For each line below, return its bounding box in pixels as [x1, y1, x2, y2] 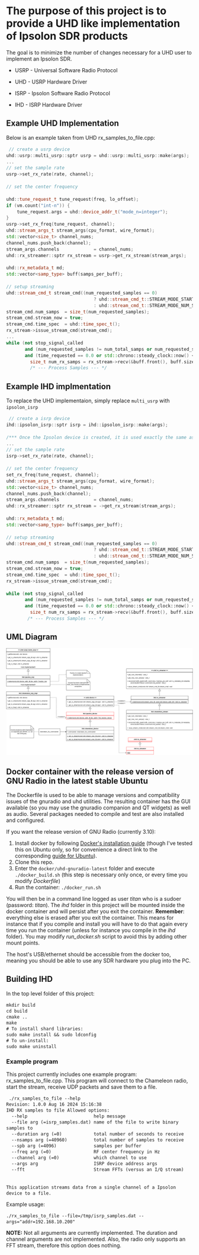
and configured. [6, 817, 46, 824]
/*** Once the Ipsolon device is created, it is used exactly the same [6, 434, 187, 440]
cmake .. [6, 1014, 28, 1020]
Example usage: [6, 1201, 46, 1208]
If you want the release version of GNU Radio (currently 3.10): [6, 828, 156, 835]
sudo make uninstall [6, 1043, 57, 1049]
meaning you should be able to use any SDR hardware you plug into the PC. [6, 957, 191, 964]
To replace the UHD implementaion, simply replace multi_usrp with [6, 397, 170, 404]
